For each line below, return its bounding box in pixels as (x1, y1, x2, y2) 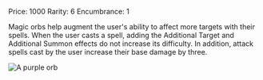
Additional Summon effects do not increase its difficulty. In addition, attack (8, 39, 254, 48)
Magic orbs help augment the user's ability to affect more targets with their (8, 22, 256, 31)
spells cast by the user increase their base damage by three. (8, 48, 208, 56)
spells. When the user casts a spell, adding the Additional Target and (8, 31, 234, 40)
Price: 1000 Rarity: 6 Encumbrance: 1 (8, 7, 130, 16)
